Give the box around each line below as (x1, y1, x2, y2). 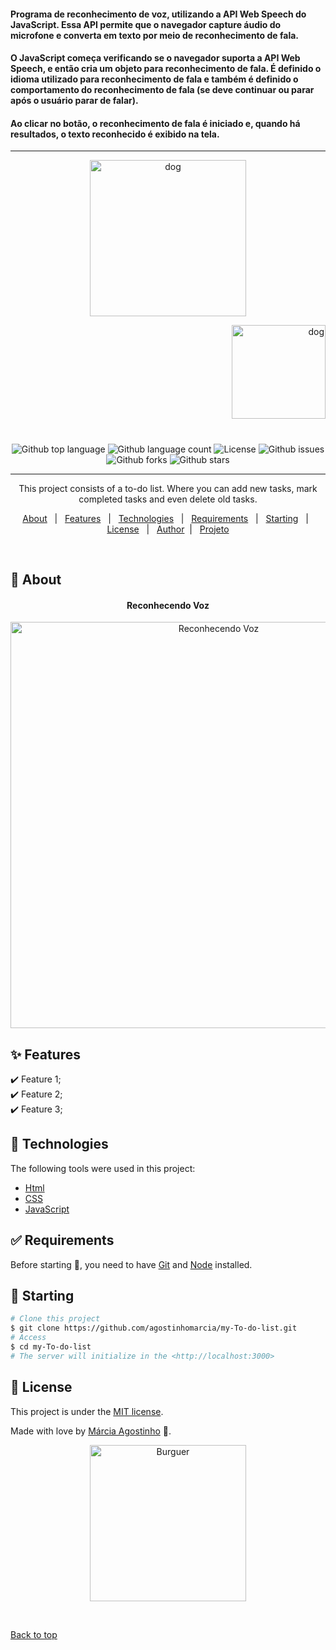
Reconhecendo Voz (126, 599, 210, 611)
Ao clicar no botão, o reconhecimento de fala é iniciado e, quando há (10, 117, 301, 129)
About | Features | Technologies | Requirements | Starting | (22, 512, 309, 524)
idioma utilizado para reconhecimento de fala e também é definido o (10, 73, 299, 85)
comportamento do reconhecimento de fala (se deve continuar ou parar (10, 84, 315, 96)
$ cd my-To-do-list (10, 1342, 92, 1352)
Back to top (10, 1628, 58, 1640)
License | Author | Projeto (106, 523, 230, 535)
